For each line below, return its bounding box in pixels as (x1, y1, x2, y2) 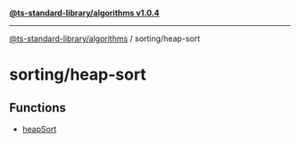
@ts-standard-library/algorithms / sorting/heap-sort (9, 33, 201, 44)
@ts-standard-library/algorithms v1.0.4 (9, 8, 160, 18)
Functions (9, 100, 67, 115)
